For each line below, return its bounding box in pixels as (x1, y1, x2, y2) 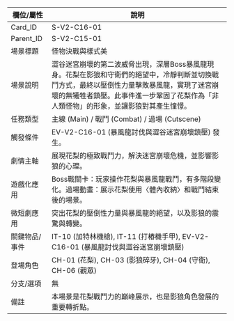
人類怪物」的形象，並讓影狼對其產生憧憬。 (51, 101, 192, 111)
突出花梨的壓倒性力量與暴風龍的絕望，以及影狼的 (51, 208, 212, 218)
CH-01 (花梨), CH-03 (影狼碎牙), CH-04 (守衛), (51, 256, 210, 265)
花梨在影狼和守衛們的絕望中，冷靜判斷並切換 (65, 70, 212, 79)
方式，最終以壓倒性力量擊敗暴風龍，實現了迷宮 (58, 80, 212, 90)
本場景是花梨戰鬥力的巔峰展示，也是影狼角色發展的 (51, 292, 219, 302)
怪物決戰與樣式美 (51, 47, 108, 56)
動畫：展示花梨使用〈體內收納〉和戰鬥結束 (79, 185, 219, 194)
